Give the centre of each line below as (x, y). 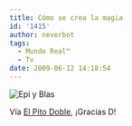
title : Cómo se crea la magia (66, 18)
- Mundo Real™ (44, 52)
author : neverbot (42, 34)
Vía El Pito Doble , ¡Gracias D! (63, 111)
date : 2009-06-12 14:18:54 (60, 69)
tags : (19, 43)
